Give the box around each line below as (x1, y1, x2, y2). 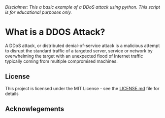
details (5, 91, 19, 96)
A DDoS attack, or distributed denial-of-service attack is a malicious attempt (5, 43, 160, 48)
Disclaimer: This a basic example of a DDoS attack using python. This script (5, 4, 160, 10)
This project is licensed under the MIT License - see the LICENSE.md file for (5, 85, 160, 91)
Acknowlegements (5, 105, 65, 113)
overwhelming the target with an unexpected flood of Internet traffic (5, 53, 143, 59)
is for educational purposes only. (5, 9, 72, 15)
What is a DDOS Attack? (5, 26, 105, 38)
